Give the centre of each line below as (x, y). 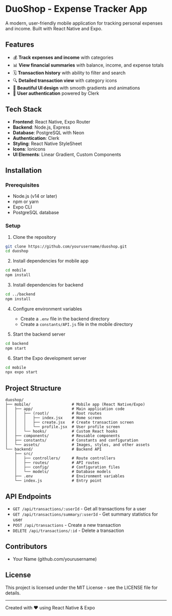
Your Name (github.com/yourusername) (55, 559)
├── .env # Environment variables (70, 476)
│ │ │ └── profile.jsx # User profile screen (63, 427)
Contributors (26, 547)
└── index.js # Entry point (58, 481)
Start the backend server (39, 334)
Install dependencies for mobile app (50, 261)
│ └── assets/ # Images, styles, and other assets (78, 445)
